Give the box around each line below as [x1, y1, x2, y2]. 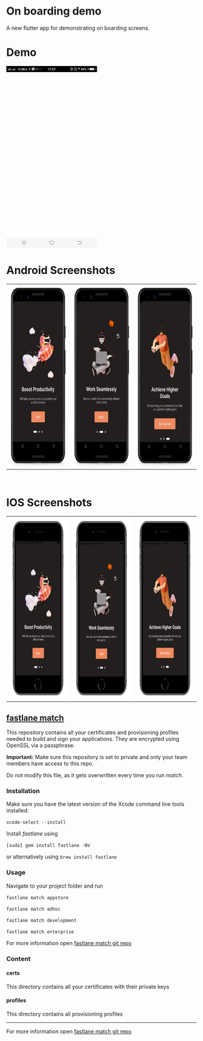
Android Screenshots [6, 264, 116, 277]
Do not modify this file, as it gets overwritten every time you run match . [6, 772, 184, 779]
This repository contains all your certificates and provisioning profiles [6, 729, 179, 736]
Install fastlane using [6, 830, 59, 837]
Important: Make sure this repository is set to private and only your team [6, 754, 188, 761]
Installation [6, 786, 40, 795]
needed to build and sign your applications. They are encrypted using [6, 735, 179, 743]
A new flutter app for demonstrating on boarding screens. [6, 24, 150, 32]
